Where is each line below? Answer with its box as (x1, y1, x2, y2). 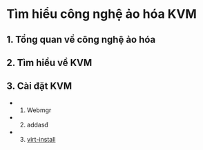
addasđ (26, 120, 49, 129)
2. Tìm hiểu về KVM (6, 56, 93, 68)
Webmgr (26, 106, 52, 114)
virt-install (26, 135, 56, 143)
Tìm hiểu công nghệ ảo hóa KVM (6, 6, 197, 22)
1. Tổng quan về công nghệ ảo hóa (6, 34, 156, 45)
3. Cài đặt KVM (6, 81, 72, 92)
